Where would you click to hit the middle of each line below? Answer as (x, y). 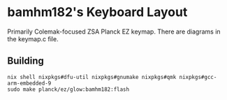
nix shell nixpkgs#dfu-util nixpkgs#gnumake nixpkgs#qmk (92, 77)
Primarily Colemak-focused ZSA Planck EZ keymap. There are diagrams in (114, 31)
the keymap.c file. (33, 38)
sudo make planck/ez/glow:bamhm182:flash (68, 89)
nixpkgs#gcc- (198, 77)
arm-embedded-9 (29, 83)
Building (25, 61)
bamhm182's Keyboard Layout (97, 12)
